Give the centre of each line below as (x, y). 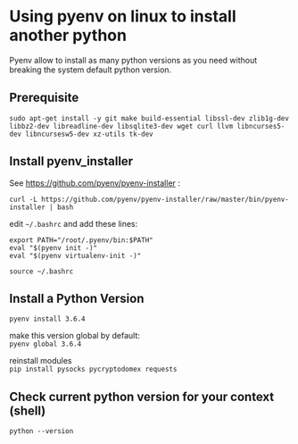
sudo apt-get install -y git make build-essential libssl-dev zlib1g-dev (149, 118)
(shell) (28, 410)
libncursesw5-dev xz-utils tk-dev (89, 134)
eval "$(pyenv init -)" (54, 247)
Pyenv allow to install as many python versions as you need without (133, 60)
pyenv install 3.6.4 (48, 319)
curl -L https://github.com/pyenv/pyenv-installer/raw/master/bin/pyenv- (149, 199)
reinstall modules (41, 361)
